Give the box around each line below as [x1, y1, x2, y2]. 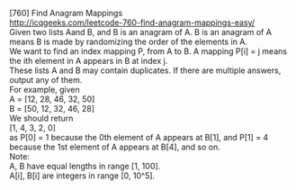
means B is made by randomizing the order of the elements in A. [9, 36, 247, 47]
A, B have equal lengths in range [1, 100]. [9, 161, 161, 171]
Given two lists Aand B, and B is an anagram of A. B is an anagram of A [9, 27, 273, 37]
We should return [9, 113, 74, 123]
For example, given [9, 85, 81, 95]
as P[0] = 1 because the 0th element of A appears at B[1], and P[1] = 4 [9, 132, 269, 142]
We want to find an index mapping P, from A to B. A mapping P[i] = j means [9, 46, 288, 57]
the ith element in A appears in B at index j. [9, 56, 168, 66]
